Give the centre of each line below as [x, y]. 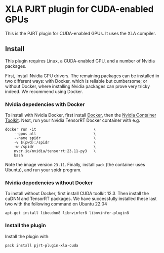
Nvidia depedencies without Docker [49, 183]
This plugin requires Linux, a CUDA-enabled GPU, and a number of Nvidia [80, 61]
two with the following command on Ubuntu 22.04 [56, 204]
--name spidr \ [55, 138]
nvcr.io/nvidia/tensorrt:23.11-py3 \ [55, 151]
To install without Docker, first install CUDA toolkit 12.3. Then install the [77, 194]
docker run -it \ [51, 130]
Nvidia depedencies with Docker [45, 104]
